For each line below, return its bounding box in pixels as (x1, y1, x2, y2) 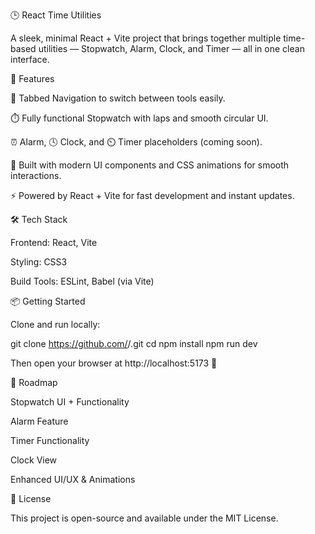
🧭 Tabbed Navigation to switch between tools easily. (10, 92, 226, 104)
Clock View (10, 454, 58, 466)
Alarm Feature (10, 415, 69, 427)
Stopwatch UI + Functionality (10, 396, 130, 408)
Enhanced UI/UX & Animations (10, 474, 136, 485)
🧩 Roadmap (10, 377, 58, 388)
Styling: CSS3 (10, 256, 68, 268)
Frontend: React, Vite (10, 237, 98, 248)
